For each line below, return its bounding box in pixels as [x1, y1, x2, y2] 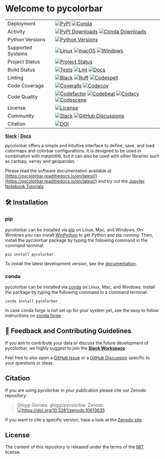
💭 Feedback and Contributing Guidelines [5, 327, 132, 335]
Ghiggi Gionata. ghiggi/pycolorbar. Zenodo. [17, 402, 105, 408]
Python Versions [7, 36, 46, 43]
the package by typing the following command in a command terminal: [5, 289, 148, 295]
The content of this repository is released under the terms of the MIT [5, 444, 144, 450]
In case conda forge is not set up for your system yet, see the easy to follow [5, 307, 159, 313]
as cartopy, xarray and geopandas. [5, 158, 76, 164]
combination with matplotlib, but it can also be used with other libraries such [5, 153, 160, 159]
